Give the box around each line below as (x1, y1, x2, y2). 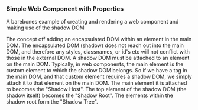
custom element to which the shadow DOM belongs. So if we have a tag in (6, 67, 187, 74)
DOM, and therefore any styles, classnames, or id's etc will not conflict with (6, 48, 190, 55)
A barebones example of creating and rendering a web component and (6, 18, 179, 25)
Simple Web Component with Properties (6, 5, 124, 13)
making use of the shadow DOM (6, 24, 85, 31)
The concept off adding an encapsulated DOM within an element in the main (6, 36, 192, 43)
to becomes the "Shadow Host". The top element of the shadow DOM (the (6, 86, 187, 93)
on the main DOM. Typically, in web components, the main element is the (6, 61, 184, 68)
